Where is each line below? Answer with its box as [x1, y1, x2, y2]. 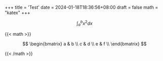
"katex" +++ [5, 10, 31, 16]
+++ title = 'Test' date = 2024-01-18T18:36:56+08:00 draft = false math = [5, 5, 158, 10]
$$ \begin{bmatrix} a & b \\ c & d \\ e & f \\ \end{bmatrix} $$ [22, 41, 147, 47]
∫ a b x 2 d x [76, 20, 93, 27]
